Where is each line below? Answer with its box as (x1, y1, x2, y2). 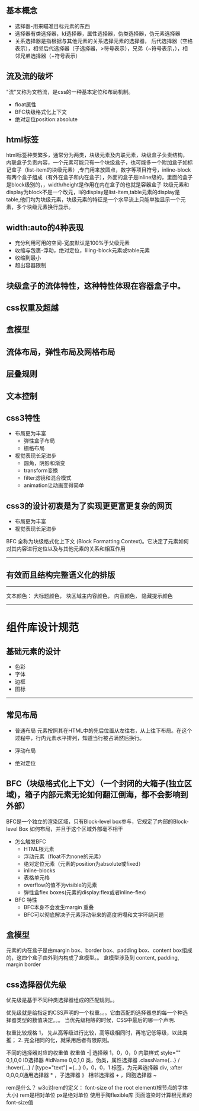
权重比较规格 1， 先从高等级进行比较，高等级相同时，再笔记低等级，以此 (6, 1029, 182, 1036)
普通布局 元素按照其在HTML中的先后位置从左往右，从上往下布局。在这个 (14, 727, 192, 734)
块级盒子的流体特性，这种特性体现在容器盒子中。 (6, 281, 185, 291)
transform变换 (23, 467, 58, 474)
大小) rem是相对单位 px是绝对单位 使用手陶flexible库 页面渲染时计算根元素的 (6, 1091, 192, 1099)
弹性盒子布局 (23, 437, 55, 444)
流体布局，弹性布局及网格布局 (6, 347, 115, 357)
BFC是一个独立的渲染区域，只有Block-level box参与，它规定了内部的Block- (6, 818, 190, 825)
